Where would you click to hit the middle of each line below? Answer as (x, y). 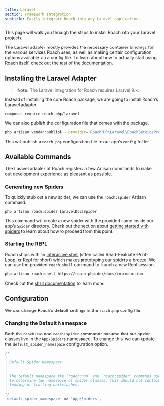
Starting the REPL (26, 244)
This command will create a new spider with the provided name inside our (79, 220)
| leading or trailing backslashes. (42, 385)
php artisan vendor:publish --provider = (47, 132)
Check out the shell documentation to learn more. (55, 283)
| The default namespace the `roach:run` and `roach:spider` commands (78, 376)
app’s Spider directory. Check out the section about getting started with (77, 226)
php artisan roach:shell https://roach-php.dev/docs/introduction (74, 274)
